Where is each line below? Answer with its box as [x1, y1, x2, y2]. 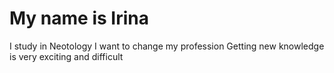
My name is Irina [9, 7, 149, 30]
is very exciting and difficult [9, 50, 124, 62]
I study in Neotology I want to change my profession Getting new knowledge [9, 40, 325, 52]
